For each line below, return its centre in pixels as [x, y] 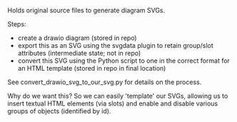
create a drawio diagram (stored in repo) [77, 38]
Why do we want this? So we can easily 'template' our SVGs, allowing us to [118, 96]
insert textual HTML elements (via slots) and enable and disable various [113, 103]
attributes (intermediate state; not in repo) [79, 53]
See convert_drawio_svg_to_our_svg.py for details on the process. [105, 82]
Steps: [17, 24]
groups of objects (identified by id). [59, 111]
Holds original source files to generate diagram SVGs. [86, 10]
